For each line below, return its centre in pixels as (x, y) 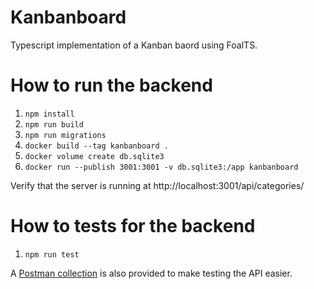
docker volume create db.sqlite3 (94, 156)
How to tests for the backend (133, 226)
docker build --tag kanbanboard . (96, 146)
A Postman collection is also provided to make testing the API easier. (151, 273)
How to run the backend (111, 85)
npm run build (54, 124)
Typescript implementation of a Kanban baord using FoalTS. (134, 45)
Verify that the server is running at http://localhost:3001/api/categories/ (157, 185)
